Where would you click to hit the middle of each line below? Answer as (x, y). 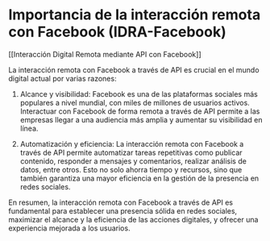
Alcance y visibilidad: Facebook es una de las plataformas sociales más (139, 93)
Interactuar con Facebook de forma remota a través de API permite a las (140, 111)
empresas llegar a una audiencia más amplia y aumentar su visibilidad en (141, 119)
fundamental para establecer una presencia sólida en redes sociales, (123, 210)
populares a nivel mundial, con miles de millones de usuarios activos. (135, 102)
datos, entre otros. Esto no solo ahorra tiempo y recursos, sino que (131, 169)
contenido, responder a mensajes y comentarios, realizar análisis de (133, 161)
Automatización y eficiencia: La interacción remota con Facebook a (132, 143)
